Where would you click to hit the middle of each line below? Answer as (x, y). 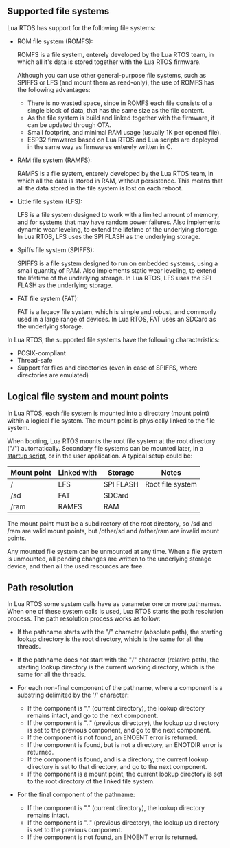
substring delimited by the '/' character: (73, 695)
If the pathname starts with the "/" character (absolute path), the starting (120, 632)
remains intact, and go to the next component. (93, 716)
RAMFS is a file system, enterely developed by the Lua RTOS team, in (115, 173)
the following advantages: (54, 89)
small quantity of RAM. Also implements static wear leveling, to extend (116, 270)
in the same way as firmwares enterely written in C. (100, 146)
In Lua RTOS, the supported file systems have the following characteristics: (113, 339)
